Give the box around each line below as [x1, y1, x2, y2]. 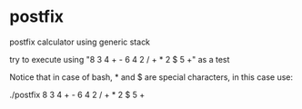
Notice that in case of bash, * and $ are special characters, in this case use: [9, 71, 294, 83]
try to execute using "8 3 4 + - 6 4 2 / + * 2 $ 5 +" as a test [9, 54, 230, 64]
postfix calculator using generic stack [9, 36, 151, 47]
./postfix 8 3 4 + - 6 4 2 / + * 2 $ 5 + [9, 89, 146, 100]
